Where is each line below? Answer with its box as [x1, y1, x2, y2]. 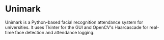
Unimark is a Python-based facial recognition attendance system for [5, 19, 143, 25]
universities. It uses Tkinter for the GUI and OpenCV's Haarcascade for [5, 24, 149, 30]
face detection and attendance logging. [15, 29, 95, 35]
